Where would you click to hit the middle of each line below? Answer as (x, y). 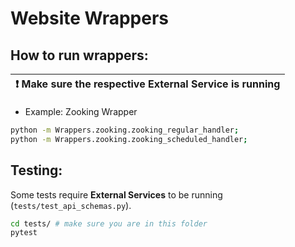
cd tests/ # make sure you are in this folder (109, 223)
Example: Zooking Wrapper (81, 111)
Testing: (36, 170)
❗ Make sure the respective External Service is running (148, 84)
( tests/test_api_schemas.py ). (71, 205)
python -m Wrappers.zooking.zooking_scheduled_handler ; (129, 139)
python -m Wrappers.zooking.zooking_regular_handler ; (125, 130)
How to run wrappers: (79, 55)
